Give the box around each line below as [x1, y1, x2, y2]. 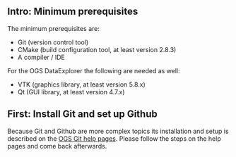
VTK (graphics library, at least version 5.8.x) [17, 80, 146, 89]
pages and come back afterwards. [7, 142, 107, 150]
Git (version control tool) [17, 38, 89, 46]
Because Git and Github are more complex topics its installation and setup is [7, 127, 229, 135]
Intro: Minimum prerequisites [7, 6, 138, 18]
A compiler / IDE [17, 53, 66, 61]
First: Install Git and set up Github [7, 108, 158, 120]
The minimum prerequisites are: [7, 24, 100, 32]
